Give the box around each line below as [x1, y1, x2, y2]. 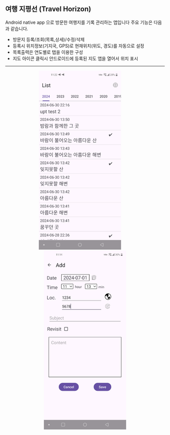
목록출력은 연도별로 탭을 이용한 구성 [12, 49, 83, 55]
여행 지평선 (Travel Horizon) [5, 5, 92, 14]
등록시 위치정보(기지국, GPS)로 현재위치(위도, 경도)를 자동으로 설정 [12, 43, 145, 49]
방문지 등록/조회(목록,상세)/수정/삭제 [12, 36, 85, 42]
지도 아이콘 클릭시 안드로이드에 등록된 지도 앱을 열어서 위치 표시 [12, 55, 138, 61]
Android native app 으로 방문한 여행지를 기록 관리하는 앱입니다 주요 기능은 [5, 19, 153, 25]
